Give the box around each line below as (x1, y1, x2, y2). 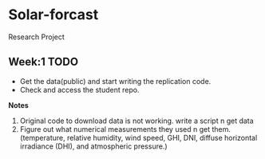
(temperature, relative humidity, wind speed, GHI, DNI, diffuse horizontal (19, 133, 258, 142)
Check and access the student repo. (19, 85, 140, 94)
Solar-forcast (8, 6, 99, 24)
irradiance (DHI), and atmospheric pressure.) (19, 141, 168, 151)
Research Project (8, 32, 65, 42)
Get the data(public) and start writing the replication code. (19, 76, 212, 85)
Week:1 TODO (8, 55, 78, 69)
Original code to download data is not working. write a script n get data (19, 116, 254, 125)
